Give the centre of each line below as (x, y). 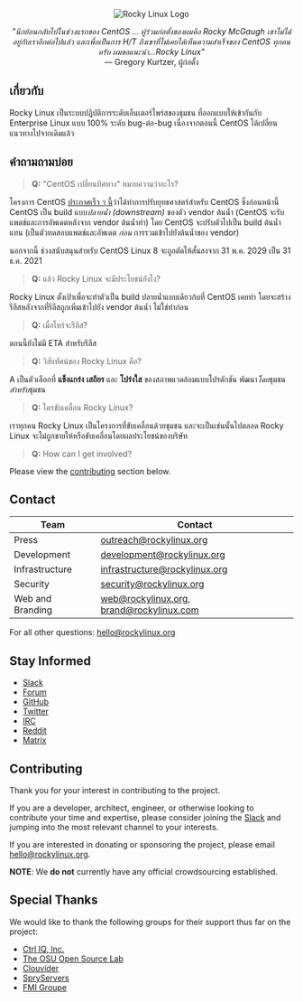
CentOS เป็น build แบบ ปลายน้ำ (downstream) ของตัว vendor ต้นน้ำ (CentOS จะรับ (147, 211)
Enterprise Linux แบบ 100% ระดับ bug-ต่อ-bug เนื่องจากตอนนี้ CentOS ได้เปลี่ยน (143, 123)
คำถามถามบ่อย (41, 162)
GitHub (36, 702)
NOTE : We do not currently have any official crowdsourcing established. (143, 872)
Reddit (34, 731)
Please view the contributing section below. (90, 471)
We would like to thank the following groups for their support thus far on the (150, 922)
